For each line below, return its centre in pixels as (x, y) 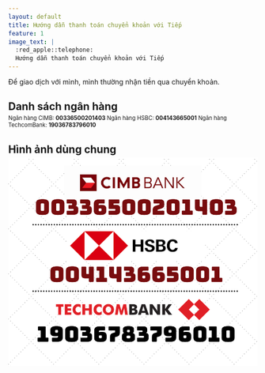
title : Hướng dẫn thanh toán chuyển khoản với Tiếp (95, 25)
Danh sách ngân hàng (63, 107)
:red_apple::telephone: (54, 50)
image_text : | (32, 42)
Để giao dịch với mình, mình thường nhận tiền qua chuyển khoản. (114, 82)
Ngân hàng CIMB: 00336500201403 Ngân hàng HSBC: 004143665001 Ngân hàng (117, 119)
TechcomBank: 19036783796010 (52, 125)
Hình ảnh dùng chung (62, 149)
